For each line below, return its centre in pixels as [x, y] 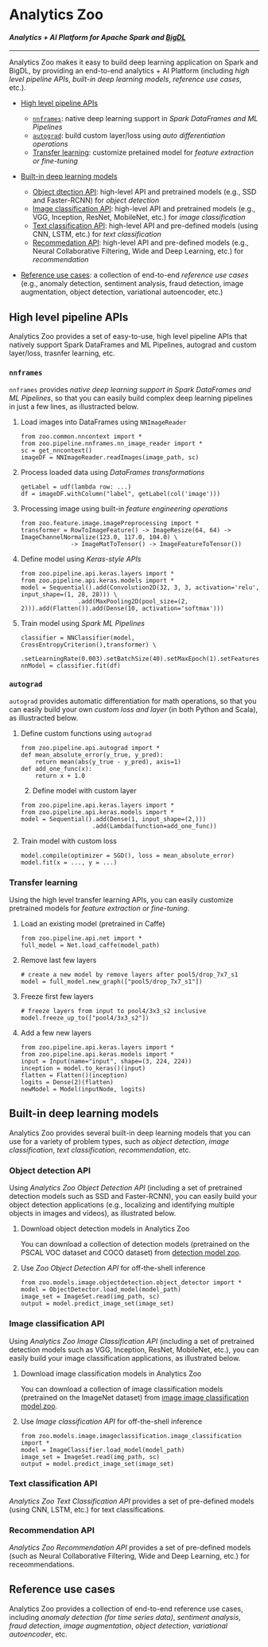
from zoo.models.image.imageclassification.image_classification [131, 1436]
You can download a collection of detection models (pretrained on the [135, 1244]
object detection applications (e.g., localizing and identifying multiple [122, 1205]
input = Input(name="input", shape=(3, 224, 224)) [106, 1062]
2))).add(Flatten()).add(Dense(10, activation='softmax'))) [122, 608]
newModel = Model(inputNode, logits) [83, 1090]
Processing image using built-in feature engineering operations [124, 509]
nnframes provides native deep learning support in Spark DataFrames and [130, 389]
